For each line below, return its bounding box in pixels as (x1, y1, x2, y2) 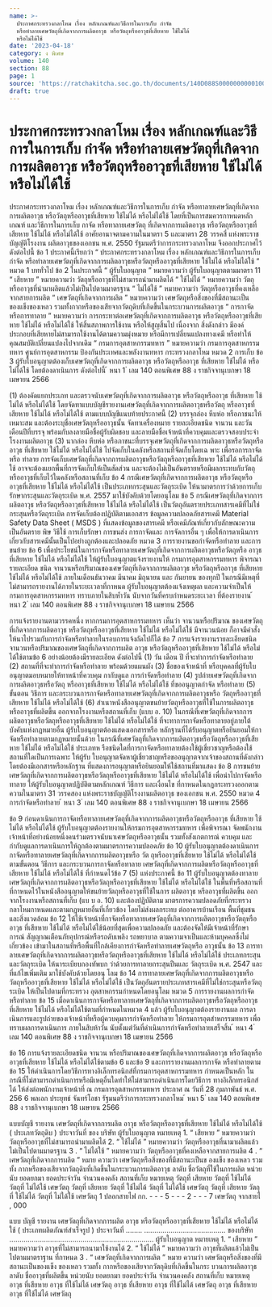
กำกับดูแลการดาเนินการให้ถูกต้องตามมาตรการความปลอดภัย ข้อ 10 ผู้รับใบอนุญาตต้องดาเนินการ (9, 841, 259, 851)
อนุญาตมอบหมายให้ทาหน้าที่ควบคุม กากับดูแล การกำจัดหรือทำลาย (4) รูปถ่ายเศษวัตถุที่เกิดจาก (9, 670, 257, 680)
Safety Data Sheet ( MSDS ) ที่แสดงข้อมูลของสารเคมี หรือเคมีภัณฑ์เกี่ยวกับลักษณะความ (9, 518, 256, 527)
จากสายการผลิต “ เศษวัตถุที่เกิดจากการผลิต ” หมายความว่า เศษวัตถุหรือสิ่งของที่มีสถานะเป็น (9, 292, 249, 303)
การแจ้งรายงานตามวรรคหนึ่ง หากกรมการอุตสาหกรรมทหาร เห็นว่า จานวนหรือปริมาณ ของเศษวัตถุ (9, 616, 263, 626)
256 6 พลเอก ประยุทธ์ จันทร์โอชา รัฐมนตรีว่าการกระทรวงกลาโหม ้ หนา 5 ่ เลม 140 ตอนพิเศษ (9, 1094, 261, 1103)
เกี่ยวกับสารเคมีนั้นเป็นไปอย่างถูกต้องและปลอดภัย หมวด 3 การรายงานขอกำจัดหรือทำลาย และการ (9, 536, 262, 546)
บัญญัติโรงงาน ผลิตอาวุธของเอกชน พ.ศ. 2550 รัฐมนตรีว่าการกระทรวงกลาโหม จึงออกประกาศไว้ (9, 238, 262, 248)
